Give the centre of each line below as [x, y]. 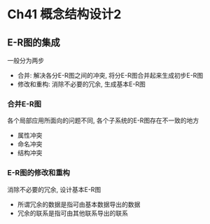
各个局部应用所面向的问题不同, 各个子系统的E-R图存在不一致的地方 [103, 120]
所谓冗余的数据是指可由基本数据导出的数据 [79, 204]
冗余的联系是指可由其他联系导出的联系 [72, 213]
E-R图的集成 [34, 42]
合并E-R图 [24, 104]
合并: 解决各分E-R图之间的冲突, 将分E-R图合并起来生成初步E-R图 [110, 75]
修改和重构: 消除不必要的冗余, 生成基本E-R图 [81, 84]
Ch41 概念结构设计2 [64, 14]
